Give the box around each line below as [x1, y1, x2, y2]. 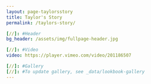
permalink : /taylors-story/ [6, 20, 76, 26]
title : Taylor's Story [6, 14, 62, 20]
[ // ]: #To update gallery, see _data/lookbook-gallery [6, 69, 145, 74]
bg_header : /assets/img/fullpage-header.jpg [6, 36, 118, 42]
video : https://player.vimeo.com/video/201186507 [6, 52, 132, 58]
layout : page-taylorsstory [6, 8, 73, 15]
